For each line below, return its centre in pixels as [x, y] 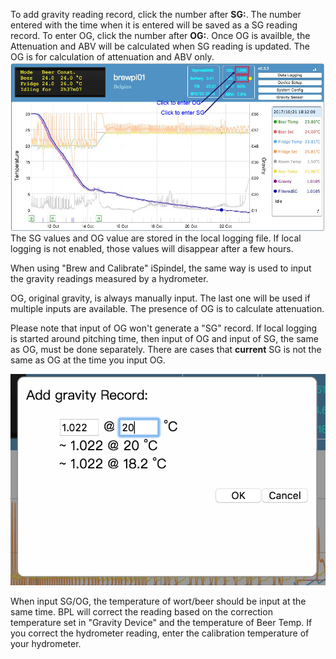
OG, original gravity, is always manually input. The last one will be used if [160, 298]
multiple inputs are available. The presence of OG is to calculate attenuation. [167, 308]
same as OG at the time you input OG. [88, 360]
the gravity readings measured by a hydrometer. [109, 278]
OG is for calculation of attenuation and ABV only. [112, 57]
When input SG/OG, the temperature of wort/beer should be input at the [158, 601]
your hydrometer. [46, 644]
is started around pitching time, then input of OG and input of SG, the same [164, 338]
